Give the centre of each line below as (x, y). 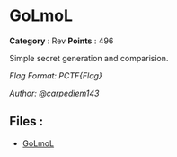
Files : (26, 121)
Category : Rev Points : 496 (62, 41)
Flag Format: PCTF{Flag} (56, 75)
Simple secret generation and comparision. (89, 58)
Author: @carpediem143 (54, 93)
